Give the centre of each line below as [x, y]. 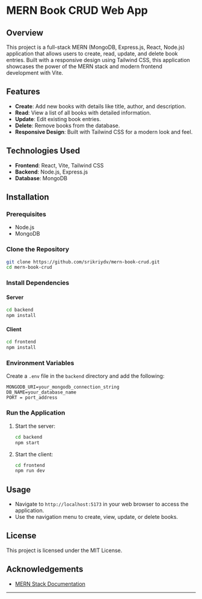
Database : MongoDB [41, 178]
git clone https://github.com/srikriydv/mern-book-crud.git [83, 262]
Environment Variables [40, 363]
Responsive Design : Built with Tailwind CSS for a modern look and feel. [104, 132]
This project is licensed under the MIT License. [64, 550]
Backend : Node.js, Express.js [51, 172]
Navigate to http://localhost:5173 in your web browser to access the [102, 504]
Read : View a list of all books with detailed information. [83, 113]
